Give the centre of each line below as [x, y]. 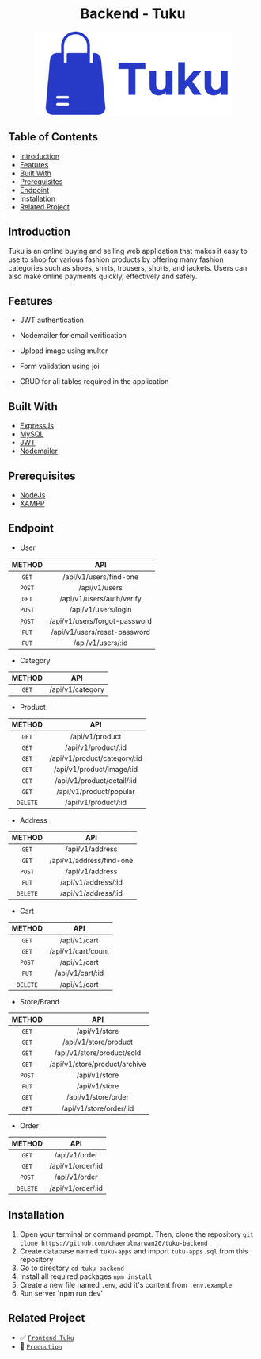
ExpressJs [36, 426]
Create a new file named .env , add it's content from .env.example [126, 1284]
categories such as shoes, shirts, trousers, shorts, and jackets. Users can [128, 267]
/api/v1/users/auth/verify [101, 599]
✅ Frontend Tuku [47, 1337]
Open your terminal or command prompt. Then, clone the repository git [137, 1234]
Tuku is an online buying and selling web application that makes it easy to [128, 251]
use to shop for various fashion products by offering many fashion [116, 259]
